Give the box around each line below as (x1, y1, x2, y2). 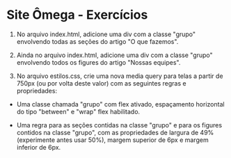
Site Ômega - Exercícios (6, 7, 148, 23)
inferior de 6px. (16, 143, 61, 151)
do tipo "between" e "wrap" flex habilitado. (16, 107, 141, 116)
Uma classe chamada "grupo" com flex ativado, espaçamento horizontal (16, 100, 225, 108)
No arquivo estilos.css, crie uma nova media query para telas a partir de (16, 72, 223, 80)
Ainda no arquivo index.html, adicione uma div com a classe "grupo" (16, 51, 213, 59)
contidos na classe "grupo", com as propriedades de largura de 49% (16, 128, 214, 136)
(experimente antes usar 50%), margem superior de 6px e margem (16, 136, 209, 144)
